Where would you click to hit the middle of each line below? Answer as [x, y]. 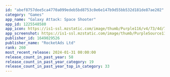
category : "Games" [25, 15]
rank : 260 [16, 48]
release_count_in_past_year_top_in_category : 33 [57, 66]
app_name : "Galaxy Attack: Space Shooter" [51, 19]
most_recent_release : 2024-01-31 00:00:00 [51, 52]
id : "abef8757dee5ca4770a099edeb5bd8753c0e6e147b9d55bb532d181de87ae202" [85, 10]
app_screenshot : [22, 33]
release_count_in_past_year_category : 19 [50, 62]
